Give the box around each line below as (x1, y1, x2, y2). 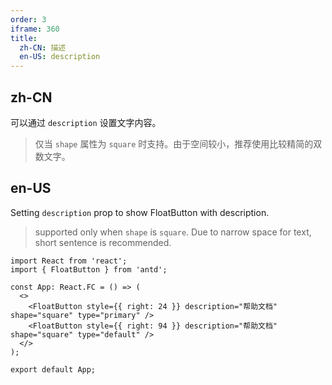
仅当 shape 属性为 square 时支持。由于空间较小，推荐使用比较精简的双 (34, 137, 323, 150)
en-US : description (19, 52, 101, 62)
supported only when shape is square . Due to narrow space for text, (34, 226, 312, 238)
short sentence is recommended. (34, 236, 172, 248)
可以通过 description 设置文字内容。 (10, 116, 162, 128)
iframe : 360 (10, 24, 60, 34)
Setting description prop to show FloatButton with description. (10, 206, 270, 218)
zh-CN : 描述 (19, 42, 67, 53)
